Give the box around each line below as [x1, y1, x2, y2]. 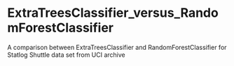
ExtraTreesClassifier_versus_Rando [7, 5, 219, 21]
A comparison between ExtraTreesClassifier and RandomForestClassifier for [7, 43, 227, 51]
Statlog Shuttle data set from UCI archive [7, 51, 126, 59]
